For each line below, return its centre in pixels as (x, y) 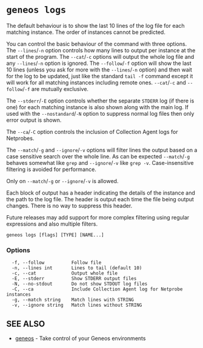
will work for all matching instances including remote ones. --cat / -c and (96, 82)
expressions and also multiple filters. (52, 224)
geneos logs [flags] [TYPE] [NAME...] (55, 235)
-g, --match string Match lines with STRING (73, 300)
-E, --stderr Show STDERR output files (74, 279)
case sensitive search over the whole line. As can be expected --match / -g (98, 156)
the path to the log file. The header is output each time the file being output (100, 199)
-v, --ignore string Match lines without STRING (77, 305)
